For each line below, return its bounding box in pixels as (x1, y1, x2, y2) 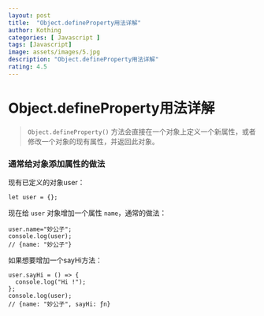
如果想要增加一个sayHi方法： (8, 255, 102, 265)
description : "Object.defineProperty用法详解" (8, 56, 159, 64)
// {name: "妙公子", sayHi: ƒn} (8, 300, 111, 308)
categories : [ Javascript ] (8, 33, 101, 42)
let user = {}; (8, 193, 58, 201)
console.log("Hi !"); (15, 277, 87, 286)
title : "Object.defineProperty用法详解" (8, 19, 142, 27)
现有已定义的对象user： (8, 177, 85, 187)
